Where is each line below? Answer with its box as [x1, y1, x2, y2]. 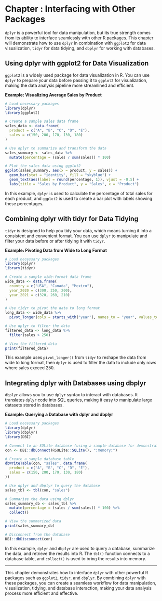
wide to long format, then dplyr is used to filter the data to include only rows [5, 360, 157, 366]
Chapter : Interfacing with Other [5, 3, 136, 15]
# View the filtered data [5, 341, 57, 346]
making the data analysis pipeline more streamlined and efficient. [5, 82, 135, 88]
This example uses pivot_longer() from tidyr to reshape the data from [5, 355, 147, 360]
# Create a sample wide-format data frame [5, 275, 92, 279]
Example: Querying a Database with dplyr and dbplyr [5, 411, 113, 418]
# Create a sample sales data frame [5, 119, 79, 124]
